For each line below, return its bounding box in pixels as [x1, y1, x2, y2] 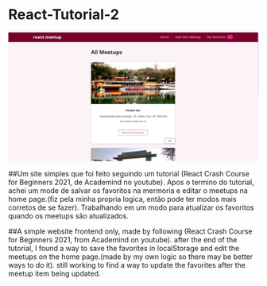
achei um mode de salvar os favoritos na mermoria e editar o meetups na [8, 186, 248, 195]
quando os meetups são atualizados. [8, 211, 129, 221]
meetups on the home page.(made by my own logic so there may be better [8, 252, 253, 261]
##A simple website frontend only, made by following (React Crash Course [8, 226, 253, 236]
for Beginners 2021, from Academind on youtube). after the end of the [8, 235, 238, 245]
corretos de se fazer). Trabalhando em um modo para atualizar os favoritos [8, 203, 254, 212]
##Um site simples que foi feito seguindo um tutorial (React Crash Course [8, 169, 250, 179]
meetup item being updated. [8, 269, 101, 279]
